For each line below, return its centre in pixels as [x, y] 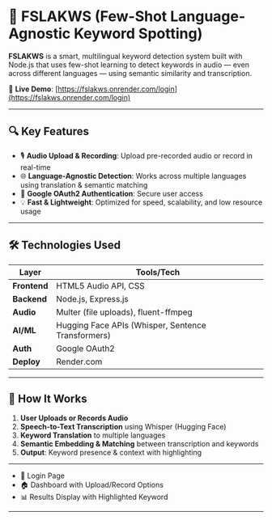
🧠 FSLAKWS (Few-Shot [88, 17]
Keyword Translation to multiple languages [93, 435]
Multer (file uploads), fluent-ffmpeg [124, 312]
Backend [30, 298]
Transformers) [83, 335]
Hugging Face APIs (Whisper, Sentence [131, 325]
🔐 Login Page [42, 476]
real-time [35, 167]
